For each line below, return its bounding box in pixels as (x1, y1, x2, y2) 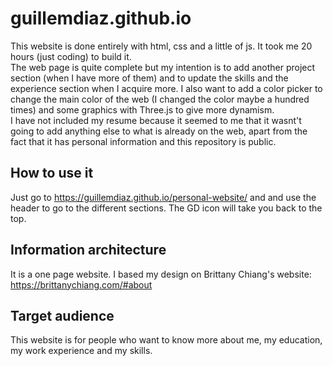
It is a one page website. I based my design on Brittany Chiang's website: (10, 268, 312, 280)
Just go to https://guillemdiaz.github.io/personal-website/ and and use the (10, 191, 317, 203)
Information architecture (10, 242, 167, 259)
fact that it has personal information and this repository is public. (10, 135, 277, 147)
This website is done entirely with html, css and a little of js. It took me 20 (10, 40, 313, 52)
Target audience (10, 307, 115, 324)
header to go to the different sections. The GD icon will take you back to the (10, 202, 323, 214)
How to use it (10, 165, 94, 182)
